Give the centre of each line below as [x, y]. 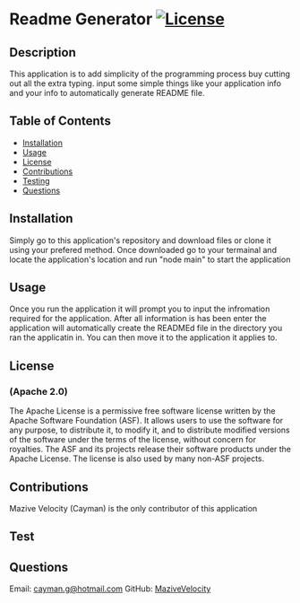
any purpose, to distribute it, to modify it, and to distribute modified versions [150, 430]
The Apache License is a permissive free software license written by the [142, 411]
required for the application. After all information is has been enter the [138, 319]
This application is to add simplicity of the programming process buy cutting [150, 74]
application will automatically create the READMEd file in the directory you [146, 328]
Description [43, 52]
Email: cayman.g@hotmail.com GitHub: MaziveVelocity [110, 589]
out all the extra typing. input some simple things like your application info [146, 83]
